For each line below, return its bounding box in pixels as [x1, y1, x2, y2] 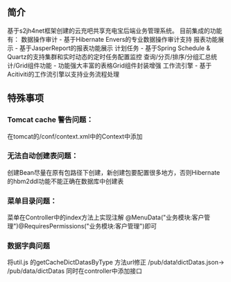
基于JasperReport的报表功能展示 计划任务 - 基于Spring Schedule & [19, 44, 210, 52]
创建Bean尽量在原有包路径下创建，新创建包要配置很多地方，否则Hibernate [7, 168, 221, 176]
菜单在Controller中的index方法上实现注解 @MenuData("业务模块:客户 [7, 213, 205, 221]
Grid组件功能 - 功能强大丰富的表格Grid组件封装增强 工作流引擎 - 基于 [15, 61, 212, 70]
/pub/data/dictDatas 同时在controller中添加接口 [7, 267, 142, 275]
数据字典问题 [7, 241, 51, 251]
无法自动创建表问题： [7, 151, 78, 161]
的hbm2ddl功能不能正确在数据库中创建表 [7, 177, 124, 185]
